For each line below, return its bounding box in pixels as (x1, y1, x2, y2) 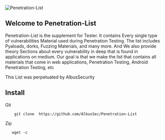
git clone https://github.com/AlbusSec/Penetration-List (14, 111, 137, 116)
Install (5, 88, 25, 97)
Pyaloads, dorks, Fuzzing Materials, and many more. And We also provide (5, 43, 157, 49)
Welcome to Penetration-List (5, 19, 97, 27)
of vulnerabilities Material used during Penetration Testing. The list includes (5, 37, 161, 43)
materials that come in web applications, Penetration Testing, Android (5, 59, 148, 65)
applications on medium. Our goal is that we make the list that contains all (5, 53, 157, 59)
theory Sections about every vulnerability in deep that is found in (5, 48, 138, 54)
